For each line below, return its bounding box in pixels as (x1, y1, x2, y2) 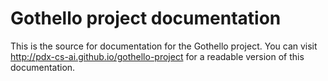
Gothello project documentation (10, 7, 282, 30)
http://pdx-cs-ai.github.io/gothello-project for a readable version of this (10, 50, 305, 62)
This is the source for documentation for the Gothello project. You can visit (10, 40, 318, 52)
